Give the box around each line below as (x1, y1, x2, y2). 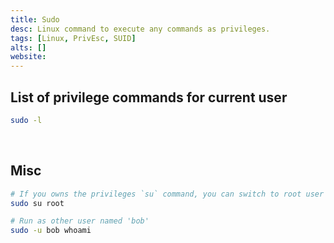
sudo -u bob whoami (10, 226, 92, 236)
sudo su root (10, 198, 65, 208)
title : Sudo (10, 14, 60, 25)
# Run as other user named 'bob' (10, 216, 150, 226)
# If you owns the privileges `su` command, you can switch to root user (10, 189, 325, 199)
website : (10, 52, 47, 62)
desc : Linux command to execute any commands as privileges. (10, 24, 271, 34)
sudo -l (10, 115, 43, 125)
